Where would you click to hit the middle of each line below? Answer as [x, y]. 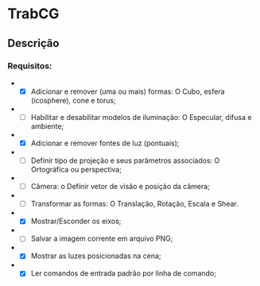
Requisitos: [30, 66]
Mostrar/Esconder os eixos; [76, 221]
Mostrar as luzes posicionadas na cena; [96, 256]
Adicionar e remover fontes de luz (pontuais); [105, 143]
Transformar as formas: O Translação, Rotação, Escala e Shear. [135, 204]
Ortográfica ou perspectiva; [76, 170]
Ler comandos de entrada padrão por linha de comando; [123, 273]
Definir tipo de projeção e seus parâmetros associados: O [125, 160]
